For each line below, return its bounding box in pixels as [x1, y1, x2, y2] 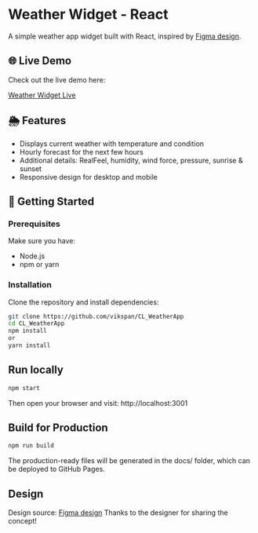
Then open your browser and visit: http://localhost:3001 [8, 398, 188, 407]
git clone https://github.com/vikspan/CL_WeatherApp [8, 312, 184, 320]
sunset [19, 163, 42, 173]
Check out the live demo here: [8, 75, 106, 84]
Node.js [19, 251, 45, 261]
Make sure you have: [8, 236, 76, 246]
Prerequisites [8, 218, 60, 229]
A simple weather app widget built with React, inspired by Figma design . [8, 31, 242, 41]
